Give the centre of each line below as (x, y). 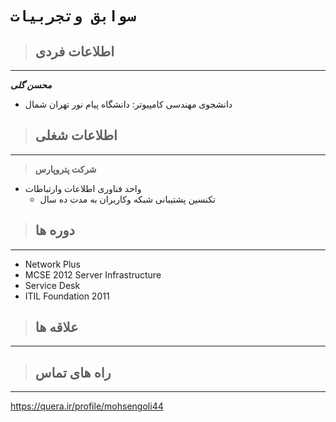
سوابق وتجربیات (73, 16)
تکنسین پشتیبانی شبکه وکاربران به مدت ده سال (127, 199)
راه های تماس (73, 372)
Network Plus (53, 264)
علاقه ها (56, 327)
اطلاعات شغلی (76, 135)
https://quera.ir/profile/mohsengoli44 (87, 406)
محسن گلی (31, 85)
